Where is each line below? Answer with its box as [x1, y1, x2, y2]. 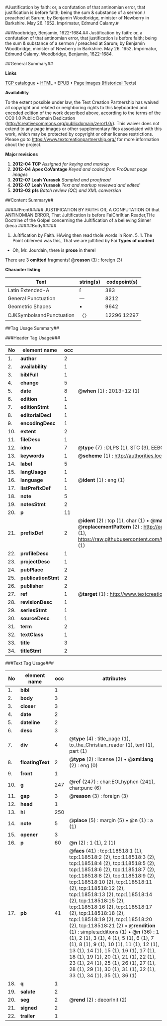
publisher [20, 583, 44, 589]
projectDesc [20, 558, 50, 565]
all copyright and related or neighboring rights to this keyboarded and [5, 105, 148, 110]
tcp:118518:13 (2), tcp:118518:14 [69, 891, 153, 898]
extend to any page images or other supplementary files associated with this [5, 126, 162, 132]
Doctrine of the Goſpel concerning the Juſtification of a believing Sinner [5, 217, 152, 223]
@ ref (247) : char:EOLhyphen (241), [69, 778, 155, 785]
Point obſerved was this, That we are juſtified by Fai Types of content [12, 238, 155, 243]
